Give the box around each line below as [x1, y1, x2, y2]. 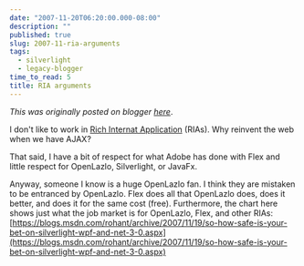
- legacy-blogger [17, 65, 84, 74]
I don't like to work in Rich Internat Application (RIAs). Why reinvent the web [9, 124, 295, 135]
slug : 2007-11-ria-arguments [9, 38, 121, 48]
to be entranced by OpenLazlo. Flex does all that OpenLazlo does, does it [9, 188, 286, 199]
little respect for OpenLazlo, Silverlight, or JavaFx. [9, 160, 198, 171]
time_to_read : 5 [9, 73, 71, 82]
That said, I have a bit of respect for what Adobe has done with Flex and [9, 151, 280, 162]
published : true [9, 30, 71, 39]
